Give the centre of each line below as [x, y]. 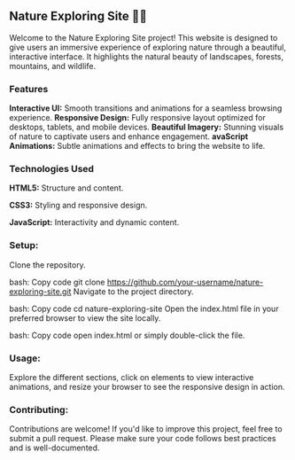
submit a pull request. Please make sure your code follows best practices [143, 439]
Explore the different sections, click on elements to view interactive [132, 377]
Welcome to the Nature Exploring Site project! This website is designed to [144, 37]
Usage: [25, 358]
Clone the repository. [47, 265]
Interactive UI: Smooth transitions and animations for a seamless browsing [146, 108]
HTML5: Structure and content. [66, 188]
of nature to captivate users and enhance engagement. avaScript [129, 136]
